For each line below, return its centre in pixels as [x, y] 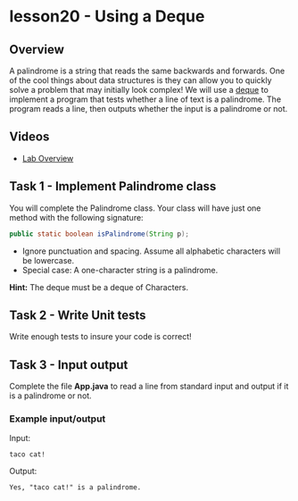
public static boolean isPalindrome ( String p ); [99, 234]
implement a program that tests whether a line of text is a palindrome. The [145, 99]
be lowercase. [48, 260]
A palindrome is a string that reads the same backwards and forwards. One [147, 71]
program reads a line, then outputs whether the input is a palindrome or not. [149, 109]
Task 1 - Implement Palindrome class [113, 186]
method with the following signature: [77, 217]
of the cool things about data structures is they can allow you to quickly [141, 80]
